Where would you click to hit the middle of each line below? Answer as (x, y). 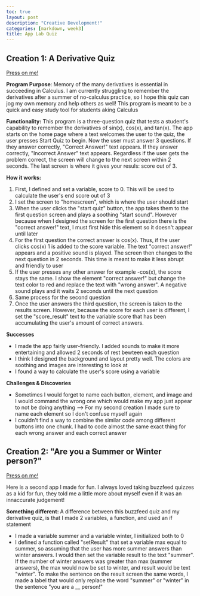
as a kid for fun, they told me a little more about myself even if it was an (94, 493)
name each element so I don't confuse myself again (79, 413)
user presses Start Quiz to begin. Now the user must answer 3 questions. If (99, 140)
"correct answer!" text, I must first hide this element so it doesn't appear (104, 227)
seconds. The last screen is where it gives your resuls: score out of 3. (92, 166)
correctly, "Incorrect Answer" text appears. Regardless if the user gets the (98, 153)
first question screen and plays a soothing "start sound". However (96, 214)
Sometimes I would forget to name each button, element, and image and (104, 394)
